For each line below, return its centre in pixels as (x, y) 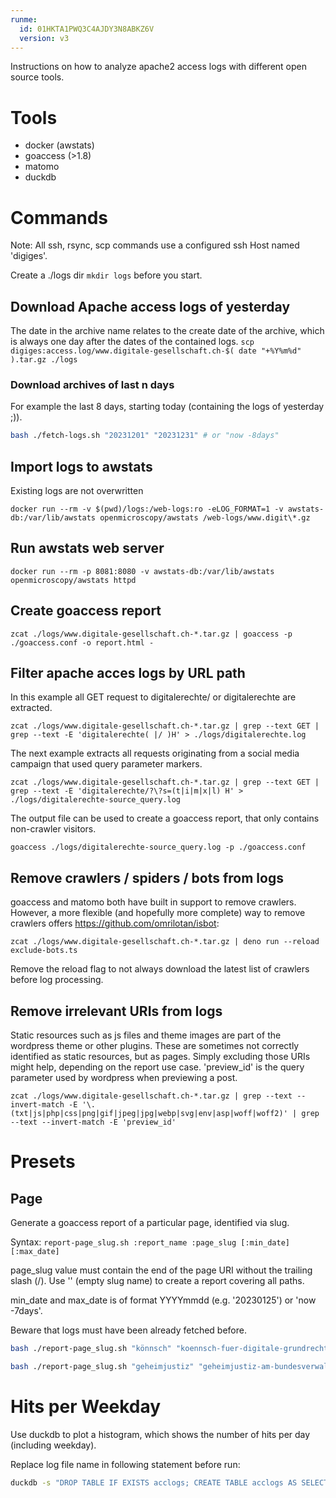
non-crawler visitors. (53, 829)
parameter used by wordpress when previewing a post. (124, 1078)
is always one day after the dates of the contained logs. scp (132, 342)
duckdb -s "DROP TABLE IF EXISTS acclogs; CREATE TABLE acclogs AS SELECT (169, 1482)
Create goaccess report (86, 611)
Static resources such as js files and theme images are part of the (146, 1035)
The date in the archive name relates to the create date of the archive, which (167, 331)
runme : (24, 19)
